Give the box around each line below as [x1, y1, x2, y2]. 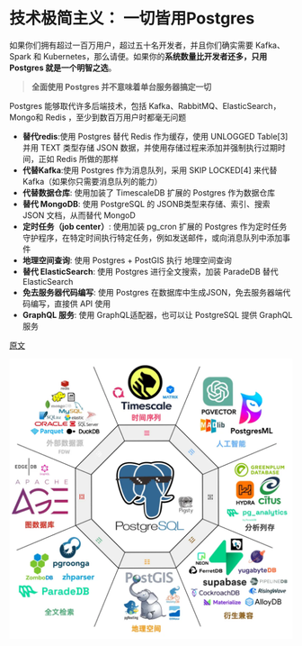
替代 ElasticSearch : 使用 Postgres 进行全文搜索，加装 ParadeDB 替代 [22, 266, 279, 277]
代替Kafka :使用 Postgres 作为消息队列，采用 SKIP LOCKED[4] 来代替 [22, 164, 278, 176]
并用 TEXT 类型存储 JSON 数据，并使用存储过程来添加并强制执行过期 [22, 141, 279, 153]
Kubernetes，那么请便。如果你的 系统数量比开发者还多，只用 [43, 50, 268, 61]
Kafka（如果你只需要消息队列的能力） [22, 176, 163, 187]
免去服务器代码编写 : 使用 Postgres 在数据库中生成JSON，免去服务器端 [22, 287, 283, 297]
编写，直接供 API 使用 [30, 298, 111, 309]
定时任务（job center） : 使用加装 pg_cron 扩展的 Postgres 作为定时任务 [22, 221, 288, 232]
